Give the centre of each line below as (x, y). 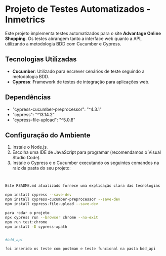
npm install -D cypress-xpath (36, 227)
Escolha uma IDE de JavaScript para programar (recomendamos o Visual (86, 152)
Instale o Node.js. (30, 147)
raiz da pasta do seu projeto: (41, 168)
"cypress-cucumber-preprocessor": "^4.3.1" (57, 109)
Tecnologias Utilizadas (41, 60)
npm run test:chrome (26, 222)
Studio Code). (26, 158)
